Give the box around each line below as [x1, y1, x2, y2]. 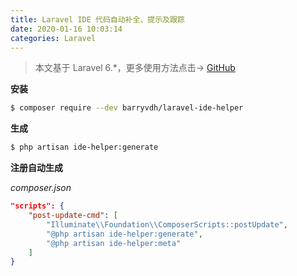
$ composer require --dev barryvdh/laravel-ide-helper [10, 103, 244, 113]
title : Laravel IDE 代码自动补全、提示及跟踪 [10, 14, 185, 25]
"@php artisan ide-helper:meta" [46, 238, 182, 248]
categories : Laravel [10, 33, 97, 43]
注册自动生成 [10, 162, 63, 174]
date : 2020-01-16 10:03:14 [10, 24, 123, 34]
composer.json [10, 182, 72, 194]
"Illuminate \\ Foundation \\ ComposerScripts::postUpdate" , [46, 219, 288, 230]
